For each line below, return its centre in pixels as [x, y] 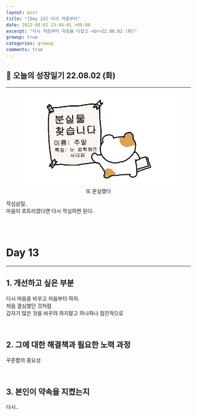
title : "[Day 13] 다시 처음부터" [43, 19]
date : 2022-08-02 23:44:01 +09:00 [48, 25]
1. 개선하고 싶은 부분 [40, 283]
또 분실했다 [98, 191]
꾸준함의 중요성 [23, 360]
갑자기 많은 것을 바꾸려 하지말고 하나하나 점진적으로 [65, 313]
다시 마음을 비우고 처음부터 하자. [43, 298]
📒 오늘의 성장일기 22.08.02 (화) [61, 76]
